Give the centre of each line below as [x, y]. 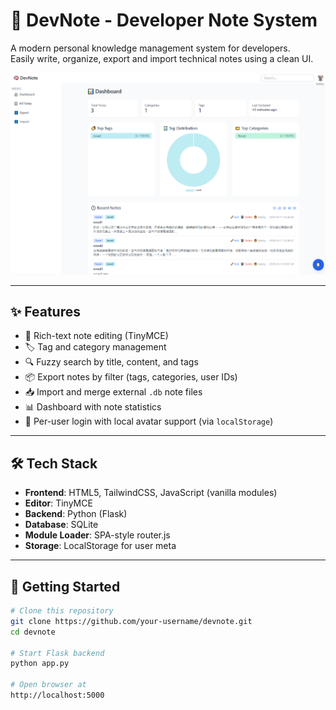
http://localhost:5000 [57, 695]
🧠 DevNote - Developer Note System [164, 20]
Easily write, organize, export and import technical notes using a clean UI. [162, 58]
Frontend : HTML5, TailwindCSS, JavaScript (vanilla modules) [151, 493]
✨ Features [45, 312]
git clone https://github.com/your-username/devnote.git [131, 621]
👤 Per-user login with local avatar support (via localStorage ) [149, 421]
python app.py [40, 664]
